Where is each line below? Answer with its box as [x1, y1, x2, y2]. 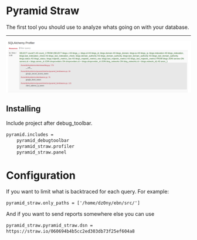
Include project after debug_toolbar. [6, 119, 93, 126]
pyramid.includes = [6, 131, 54, 138]
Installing [6, 104, 41, 114]
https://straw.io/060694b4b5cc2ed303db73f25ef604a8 [6, 228, 135, 235]
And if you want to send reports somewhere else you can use [6, 211, 155, 218]
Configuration [6, 169, 76, 182]
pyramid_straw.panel [16, 149, 67, 155]
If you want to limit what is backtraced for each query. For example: [6, 188, 169, 195]
